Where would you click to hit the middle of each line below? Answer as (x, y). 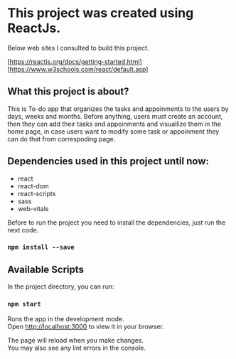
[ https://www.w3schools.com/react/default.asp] (78, 69)
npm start (24, 304)
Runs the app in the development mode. (66, 318)
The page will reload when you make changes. (76, 340)
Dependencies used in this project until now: (108, 161)
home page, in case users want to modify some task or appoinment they (113, 131)
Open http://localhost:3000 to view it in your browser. (86, 326)
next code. (23, 230)
